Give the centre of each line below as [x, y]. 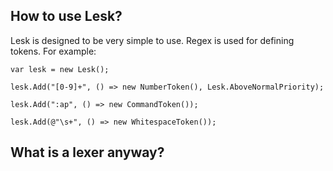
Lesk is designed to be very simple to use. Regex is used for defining [152, 40]
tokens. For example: [53, 51]
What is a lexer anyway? [87, 152]
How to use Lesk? [66, 16]
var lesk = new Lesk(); [60, 69]
